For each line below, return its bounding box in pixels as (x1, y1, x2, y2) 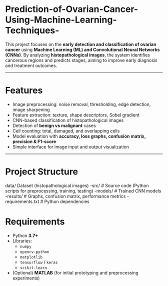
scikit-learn (19, 265, 47, 270)
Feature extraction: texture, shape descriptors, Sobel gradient (12, 111, 140, 118)
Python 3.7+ (12, 232, 38, 238)
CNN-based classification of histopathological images (12, 117, 124, 123)
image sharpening (12, 106, 50, 112)
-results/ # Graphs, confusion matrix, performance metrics (5, 193, 126, 199)
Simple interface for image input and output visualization (12, 143, 129, 149)
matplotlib (19, 254, 43, 259)
